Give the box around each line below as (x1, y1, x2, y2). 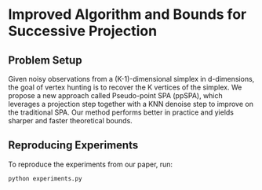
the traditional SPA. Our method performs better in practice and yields (8, 108, 234, 117)
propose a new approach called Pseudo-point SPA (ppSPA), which (8, 91, 224, 100)
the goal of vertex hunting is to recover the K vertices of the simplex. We (8, 82, 242, 92)
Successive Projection (8, 22, 158, 40)
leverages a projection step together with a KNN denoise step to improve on (8, 100, 253, 108)
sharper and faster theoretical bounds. (8, 116, 133, 125)
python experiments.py (8, 174, 82, 182)
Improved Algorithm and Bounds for (8, 5, 247, 24)
